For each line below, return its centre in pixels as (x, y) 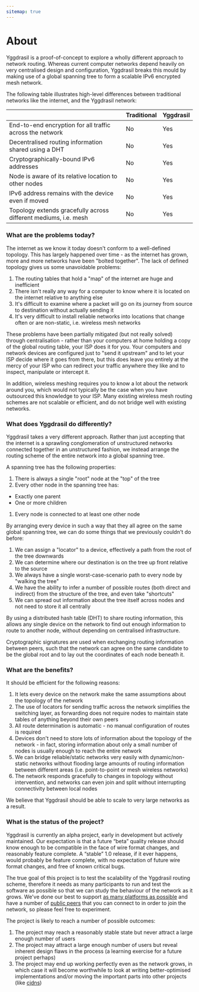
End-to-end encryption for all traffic (60, 125)
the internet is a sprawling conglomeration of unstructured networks (89, 443)
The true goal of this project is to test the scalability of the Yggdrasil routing (98, 878)
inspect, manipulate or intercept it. (48, 372)
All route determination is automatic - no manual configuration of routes (102, 726)
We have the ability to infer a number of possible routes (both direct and (102, 588)
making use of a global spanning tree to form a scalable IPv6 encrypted (93, 76)
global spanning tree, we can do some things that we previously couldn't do (99, 532)
